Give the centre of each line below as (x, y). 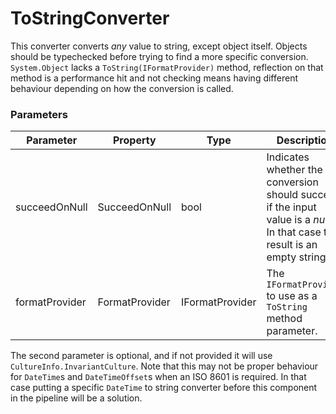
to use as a (292, 296)
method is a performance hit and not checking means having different (154, 78)
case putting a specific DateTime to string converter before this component (164, 388)
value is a (288, 220)
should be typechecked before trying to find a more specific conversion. (159, 56)
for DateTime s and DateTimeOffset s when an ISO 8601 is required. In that (158, 377)
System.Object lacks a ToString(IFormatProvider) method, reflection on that (167, 67)
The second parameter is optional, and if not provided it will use (141, 356)
